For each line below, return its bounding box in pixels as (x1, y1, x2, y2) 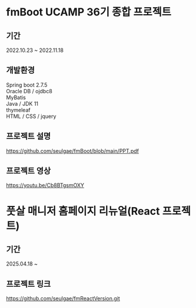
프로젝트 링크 (6, 278, 51, 289)
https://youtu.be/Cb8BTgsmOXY (6, 182, 84, 189)
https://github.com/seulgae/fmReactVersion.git (6, 295, 121, 302)
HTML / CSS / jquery (6, 113, 57, 120)
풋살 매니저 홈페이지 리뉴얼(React (6, 204, 160, 218)
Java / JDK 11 (6, 100, 39, 107)
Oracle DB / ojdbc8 (6, 87, 53, 94)
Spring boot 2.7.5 (6, 81, 48, 89)
